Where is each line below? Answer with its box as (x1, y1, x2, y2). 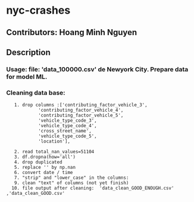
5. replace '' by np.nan (14, 165, 76, 171)
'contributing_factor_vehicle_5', (37, 112, 124, 119)
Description (6, 47, 51, 57)
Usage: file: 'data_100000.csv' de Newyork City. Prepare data (6, 65, 189, 73)
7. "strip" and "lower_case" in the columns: (14, 175, 129, 181)
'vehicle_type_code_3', (37, 118, 97, 124)
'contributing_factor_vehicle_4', (37, 108, 124, 113)
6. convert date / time (14, 170, 73, 176)
